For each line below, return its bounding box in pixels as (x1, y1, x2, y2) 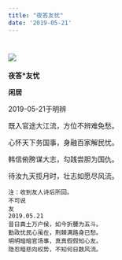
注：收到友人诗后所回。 (8, 188, 73, 197)
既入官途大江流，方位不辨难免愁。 (8, 121, 119, 131)
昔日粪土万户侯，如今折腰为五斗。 (8, 221, 102, 228)
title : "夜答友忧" (8, 11, 65, 20)
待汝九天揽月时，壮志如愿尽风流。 (8, 171, 119, 181)
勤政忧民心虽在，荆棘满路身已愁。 (8, 229, 102, 237)
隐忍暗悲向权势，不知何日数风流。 (8, 246, 102, 254)
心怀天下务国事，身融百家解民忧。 (8, 138, 119, 147)
